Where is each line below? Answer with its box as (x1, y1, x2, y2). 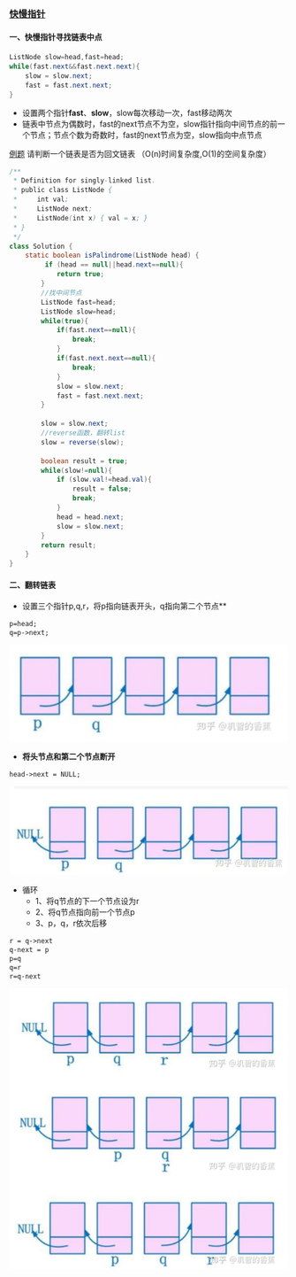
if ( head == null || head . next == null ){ (44, 260, 184, 269)
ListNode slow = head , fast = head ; (9, 53, 125, 62)
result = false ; (72, 484, 133, 493)
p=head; (9, 620, 38, 629)
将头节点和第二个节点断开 (21, 751, 116, 762)
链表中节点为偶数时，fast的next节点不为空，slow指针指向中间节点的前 (21, 118, 278, 129)
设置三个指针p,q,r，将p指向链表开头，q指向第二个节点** (21, 600, 227, 612)
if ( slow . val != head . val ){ (56, 476, 152, 484)
